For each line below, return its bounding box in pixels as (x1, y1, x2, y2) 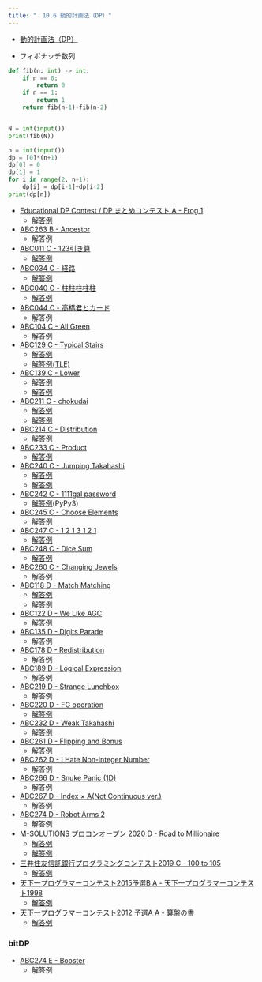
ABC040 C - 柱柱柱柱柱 (19, 283, 97, 292)
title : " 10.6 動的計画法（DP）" (8, 11, 112, 20)
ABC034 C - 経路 (19, 263, 76, 273)
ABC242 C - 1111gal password (19, 489, 117, 499)
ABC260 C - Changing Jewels (19, 562, 118, 571)
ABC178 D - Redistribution (19, 645, 105, 654)
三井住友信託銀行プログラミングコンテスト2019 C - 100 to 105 (19, 858, 221, 867)
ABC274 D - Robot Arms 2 (19, 809, 105, 818)
